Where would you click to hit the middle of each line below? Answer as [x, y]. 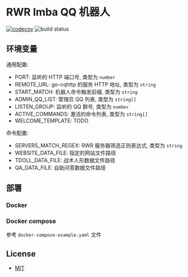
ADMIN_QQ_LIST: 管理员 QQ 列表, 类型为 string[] [75, 99]
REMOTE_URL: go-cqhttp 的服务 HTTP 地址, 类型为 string [85, 84]
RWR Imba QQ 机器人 [58, 12]
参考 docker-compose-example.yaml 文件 [54, 235]
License [21, 254]
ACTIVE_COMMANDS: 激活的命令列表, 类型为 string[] [81, 114]
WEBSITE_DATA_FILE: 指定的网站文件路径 [65, 153]
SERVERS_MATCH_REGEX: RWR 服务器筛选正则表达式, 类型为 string [98, 145]
